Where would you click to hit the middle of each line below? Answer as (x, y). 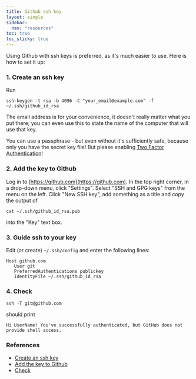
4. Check (19, 291)
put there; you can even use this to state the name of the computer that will (97, 123)
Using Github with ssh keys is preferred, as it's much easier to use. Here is (97, 56)
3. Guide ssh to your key (41, 238)
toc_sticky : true (27, 39)
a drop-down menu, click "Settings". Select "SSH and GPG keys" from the (96, 188)
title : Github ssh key (34, 11)
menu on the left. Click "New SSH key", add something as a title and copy (95, 194)
